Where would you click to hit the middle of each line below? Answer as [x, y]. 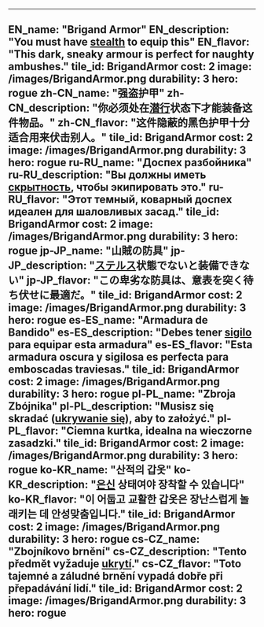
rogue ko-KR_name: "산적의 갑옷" [90, 470]
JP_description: [48, 266]
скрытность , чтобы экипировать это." [107, 187]
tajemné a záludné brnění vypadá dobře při [115, 576]
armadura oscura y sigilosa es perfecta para [119, 357]
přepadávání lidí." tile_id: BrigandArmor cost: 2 [126, 589]
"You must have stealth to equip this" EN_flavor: [129, 42]
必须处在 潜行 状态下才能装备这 [180, 108]
